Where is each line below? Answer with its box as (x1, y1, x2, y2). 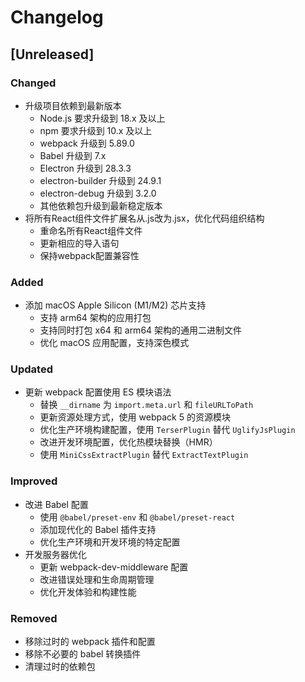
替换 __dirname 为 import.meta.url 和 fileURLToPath (39, 399, 254, 411)
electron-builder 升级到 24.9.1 (39, 174, 162, 186)
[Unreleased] (10, 46, 95, 63)
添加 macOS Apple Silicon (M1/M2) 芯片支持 (24, 299, 207, 311)
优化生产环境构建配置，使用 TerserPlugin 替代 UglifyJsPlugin (39, 424, 296, 436)
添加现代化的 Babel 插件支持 (39, 523, 157, 535)
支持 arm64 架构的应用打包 (39, 312, 152, 324)
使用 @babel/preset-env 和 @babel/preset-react (39, 511, 236, 523)
